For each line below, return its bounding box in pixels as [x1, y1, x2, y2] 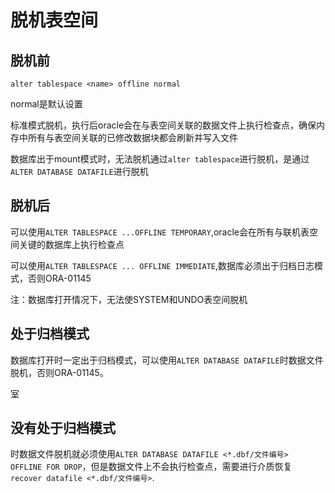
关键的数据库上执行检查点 [18, 238, 125, 250]
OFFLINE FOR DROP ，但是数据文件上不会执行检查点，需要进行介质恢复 [10, 461, 293, 473]
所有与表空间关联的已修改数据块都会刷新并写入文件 [27, 132, 238, 143]
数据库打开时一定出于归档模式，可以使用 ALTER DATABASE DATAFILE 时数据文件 [10, 354, 324, 366]
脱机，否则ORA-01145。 [10, 366, 109, 378]
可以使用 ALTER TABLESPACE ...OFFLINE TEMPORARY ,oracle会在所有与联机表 [10, 226, 310, 238]
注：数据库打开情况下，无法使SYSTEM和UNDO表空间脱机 [10, 293, 248, 305]
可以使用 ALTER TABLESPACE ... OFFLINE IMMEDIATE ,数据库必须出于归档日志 [10, 259, 315, 271]
